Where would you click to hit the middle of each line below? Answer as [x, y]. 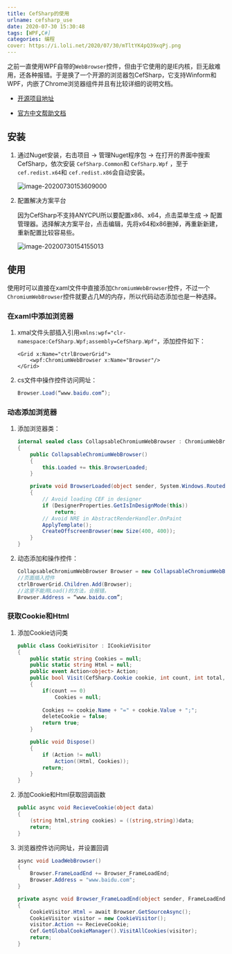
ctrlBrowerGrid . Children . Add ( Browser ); [75, 584]
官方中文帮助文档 [42, 113]
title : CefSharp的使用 [38, 13]
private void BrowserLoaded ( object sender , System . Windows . [118, 486]
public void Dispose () [63, 742]
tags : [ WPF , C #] [29, 33]
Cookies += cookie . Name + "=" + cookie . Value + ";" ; [120, 710]
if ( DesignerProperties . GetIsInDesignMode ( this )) [115, 505]
